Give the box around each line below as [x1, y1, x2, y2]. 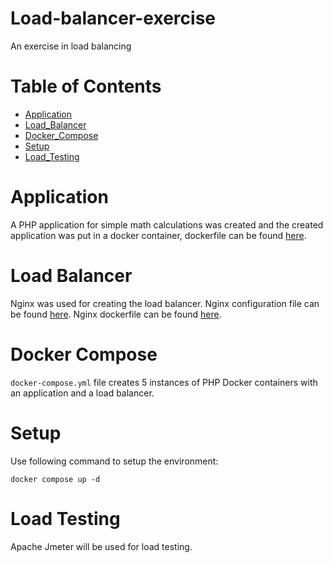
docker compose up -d [10, 474, 101, 484]
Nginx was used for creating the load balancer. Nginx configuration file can [10, 297, 320, 309]
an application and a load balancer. [10, 387, 155, 399]
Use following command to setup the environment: [10, 455, 219, 467]
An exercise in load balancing [10, 40, 132, 52]
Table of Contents [10, 75, 162, 98]
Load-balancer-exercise [10, 7, 216, 30]
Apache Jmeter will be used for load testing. [10, 540, 193, 552]
